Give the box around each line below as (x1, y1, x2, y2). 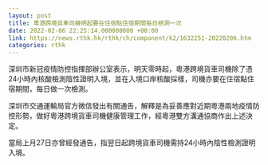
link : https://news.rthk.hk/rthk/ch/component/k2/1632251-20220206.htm (8, 33, 251, 42)
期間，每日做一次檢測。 (14, 84, 93, 94)
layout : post (8, 11, 52, 20)
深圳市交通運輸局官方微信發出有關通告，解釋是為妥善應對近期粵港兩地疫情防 (8, 101, 260, 111)
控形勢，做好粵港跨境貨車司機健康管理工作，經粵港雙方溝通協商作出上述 (8, 111, 246, 120)
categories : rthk (8, 41, 66, 49)
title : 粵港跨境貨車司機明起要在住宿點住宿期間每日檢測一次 (8, 19, 182, 27)
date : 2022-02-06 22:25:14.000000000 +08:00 (8, 26, 159, 34)
